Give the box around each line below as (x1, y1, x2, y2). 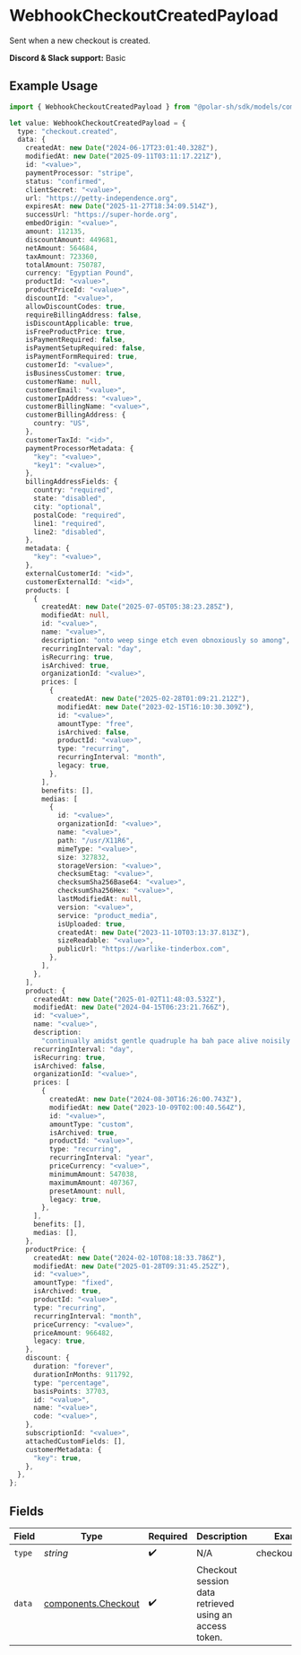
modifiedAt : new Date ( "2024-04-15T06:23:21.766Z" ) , (32, 1003, 230, 1012)
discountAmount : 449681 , (25, 235, 118, 244)
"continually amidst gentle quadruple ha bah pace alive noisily (41, 1036, 291, 1046)
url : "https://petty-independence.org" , (25, 194, 178, 203)
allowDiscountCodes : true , (25, 302, 126, 311)
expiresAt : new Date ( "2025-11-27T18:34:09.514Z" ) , (25, 202, 219, 211)
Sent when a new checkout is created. (9, 35, 150, 46)
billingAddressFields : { (25, 477, 118, 486)
